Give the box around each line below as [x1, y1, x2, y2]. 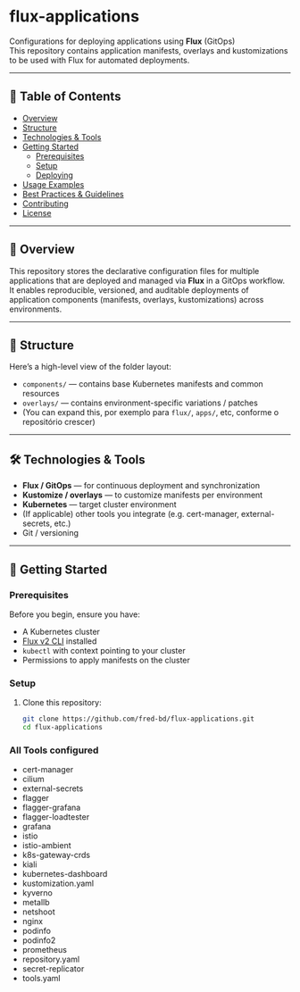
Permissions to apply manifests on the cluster [21, 654, 190, 665]
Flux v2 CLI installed [21, 636, 97, 646]
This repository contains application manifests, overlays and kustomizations [9, 45, 288, 55]
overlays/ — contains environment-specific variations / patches [21, 397, 259, 408]
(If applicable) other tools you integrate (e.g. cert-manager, [21, 509, 239, 520]
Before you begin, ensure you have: [9, 609, 140, 620]
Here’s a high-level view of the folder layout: [9, 362, 171, 372]
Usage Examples [21, 179, 85, 189]
